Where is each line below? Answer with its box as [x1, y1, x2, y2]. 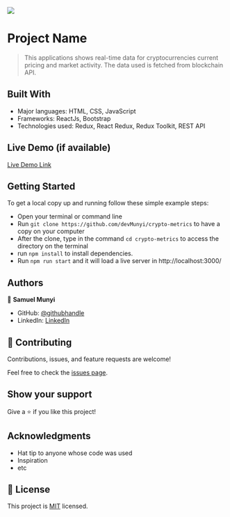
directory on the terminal [17, 242, 88, 250]
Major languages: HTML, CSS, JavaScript [17, 106, 137, 115]
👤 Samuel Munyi [7, 296, 56, 304]
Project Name [7, 31, 88, 47]
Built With [7, 88, 51, 100]
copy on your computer [17, 227, 85, 236]
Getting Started [7, 180, 76, 192]
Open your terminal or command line [17, 212, 123, 221]
